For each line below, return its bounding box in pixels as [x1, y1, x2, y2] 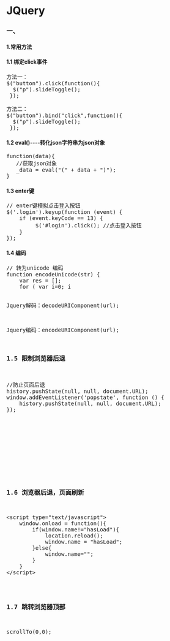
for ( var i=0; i [19, 283, 72, 290]
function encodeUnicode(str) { [6, 271, 100, 278]
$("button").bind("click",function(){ [6, 112, 123, 119]
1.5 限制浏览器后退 [6, 355, 65, 363]
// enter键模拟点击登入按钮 [6, 202, 81, 209]
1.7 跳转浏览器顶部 [6, 603, 65, 612]
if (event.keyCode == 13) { [19, 215, 103, 222]
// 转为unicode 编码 [6, 264, 64, 271]
